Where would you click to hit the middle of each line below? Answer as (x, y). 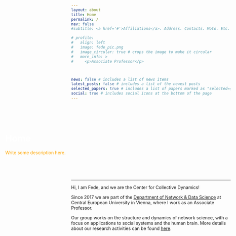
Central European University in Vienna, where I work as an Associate (143, 202)
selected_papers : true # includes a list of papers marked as (138, 89)
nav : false (83, 24)
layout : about (86, 10)
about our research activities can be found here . (121, 228)
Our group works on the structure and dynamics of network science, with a (149, 217)
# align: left (88, 43)
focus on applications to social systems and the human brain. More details (149, 223)
